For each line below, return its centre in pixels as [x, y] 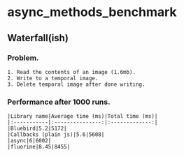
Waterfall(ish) [38, 38]
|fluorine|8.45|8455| [39, 147]
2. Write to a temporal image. [53, 78]
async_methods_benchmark [92, 12]
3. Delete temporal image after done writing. [76, 84]
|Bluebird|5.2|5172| [37, 129]
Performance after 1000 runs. [59, 102]
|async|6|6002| [29, 141]
